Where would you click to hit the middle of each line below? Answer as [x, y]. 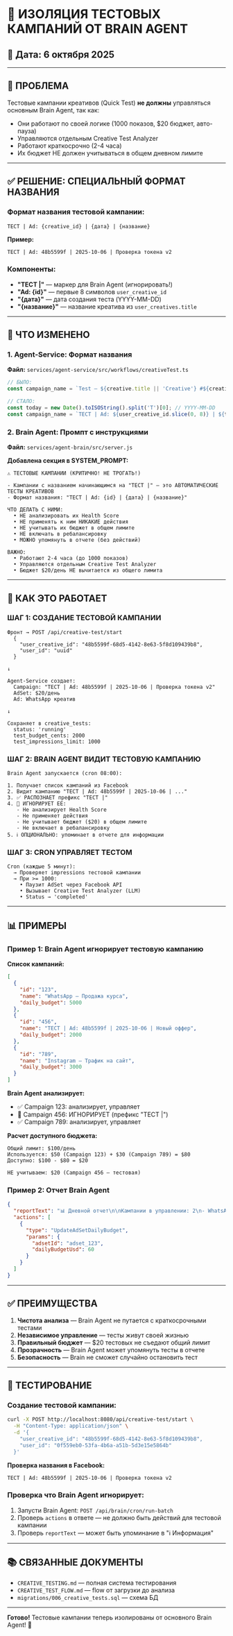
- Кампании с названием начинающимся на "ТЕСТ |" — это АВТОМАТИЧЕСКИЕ [113, 486]
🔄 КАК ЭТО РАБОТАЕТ [57, 598]
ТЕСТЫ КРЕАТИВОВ [31, 492]
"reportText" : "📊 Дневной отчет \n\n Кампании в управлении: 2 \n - [109, 1211]
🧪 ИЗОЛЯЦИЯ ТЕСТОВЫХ [84, 14]
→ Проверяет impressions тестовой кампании [77, 873]
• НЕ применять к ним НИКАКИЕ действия [71, 522]
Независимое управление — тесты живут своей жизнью [103, 1335]
